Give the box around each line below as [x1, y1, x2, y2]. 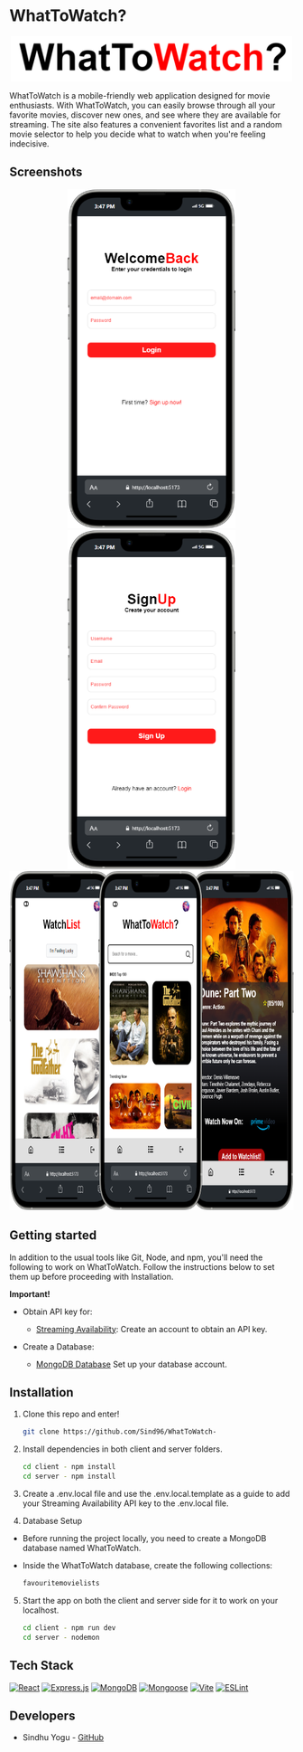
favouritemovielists [22, 1579, 100, 1588]
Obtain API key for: [22, 1306, 93, 1317]
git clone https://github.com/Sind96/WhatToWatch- [22, 1427, 217, 1436]
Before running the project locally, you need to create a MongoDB [22, 1533, 267, 1544]
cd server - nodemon [22, 1633, 100, 1642]
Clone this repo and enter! [22, 1408, 120, 1420]
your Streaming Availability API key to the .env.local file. [22, 1498, 229, 1509]
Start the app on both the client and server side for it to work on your [22, 1595, 279, 1605]
